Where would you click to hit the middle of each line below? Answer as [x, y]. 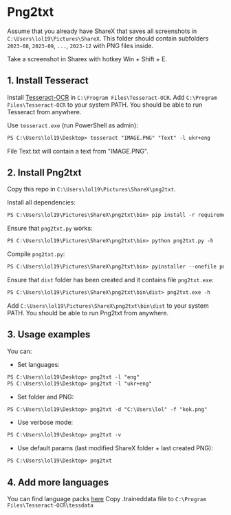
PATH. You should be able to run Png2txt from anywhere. [88, 313]
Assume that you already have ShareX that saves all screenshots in [102, 31]
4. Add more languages [58, 482]
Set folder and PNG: [45, 397]
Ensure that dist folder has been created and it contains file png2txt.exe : [111, 280]
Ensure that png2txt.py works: [50, 229]
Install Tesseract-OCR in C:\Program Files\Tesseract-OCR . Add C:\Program [112, 97]
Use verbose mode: [45, 422]
